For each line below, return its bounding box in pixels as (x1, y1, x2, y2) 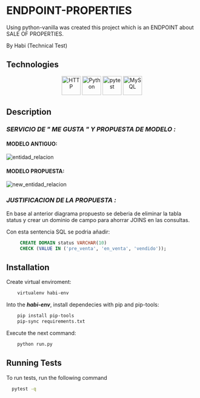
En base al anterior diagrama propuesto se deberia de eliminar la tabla (6, 210, 182, 217)
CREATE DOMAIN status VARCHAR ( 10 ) (19, 240, 107, 246)
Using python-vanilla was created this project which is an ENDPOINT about (6, 24, 194, 31)
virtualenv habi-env (17, 290, 69, 296)
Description (6, 107, 52, 117)
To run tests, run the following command (6, 374, 107, 381)
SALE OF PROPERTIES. (6, 30, 64, 37)
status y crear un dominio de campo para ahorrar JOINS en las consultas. (6, 216, 190, 223)
